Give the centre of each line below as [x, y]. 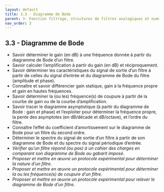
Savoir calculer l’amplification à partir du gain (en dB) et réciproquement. [85, 65]
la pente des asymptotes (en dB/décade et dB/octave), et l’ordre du [80, 117]
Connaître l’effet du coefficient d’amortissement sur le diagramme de [81, 128]
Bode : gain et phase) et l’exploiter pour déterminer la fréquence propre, [84, 112]
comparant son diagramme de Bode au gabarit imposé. [68, 153]
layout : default [21, 10]
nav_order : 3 [18, 23]
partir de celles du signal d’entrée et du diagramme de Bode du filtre [81, 76]
